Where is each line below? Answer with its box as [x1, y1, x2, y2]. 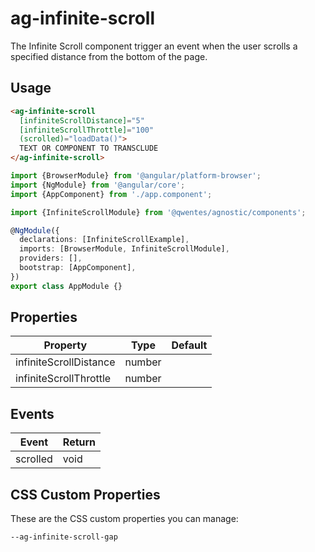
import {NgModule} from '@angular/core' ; [10, 180, 186, 190]
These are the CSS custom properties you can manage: [10, 513, 239, 525]
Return [62, 435, 97, 449]
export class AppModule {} [10, 281, 123, 291]
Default [171, 338, 208, 352]
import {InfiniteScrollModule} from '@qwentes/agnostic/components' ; [10, 207, 307, 217]
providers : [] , [19, 253, 83, 264]
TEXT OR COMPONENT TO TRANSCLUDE [19, 143, 159, 154]
